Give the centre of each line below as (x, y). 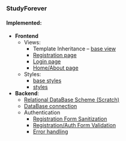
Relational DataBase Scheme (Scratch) (72, 100)
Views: (32, 43)
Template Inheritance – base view (74, 49)
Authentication (42, 113)
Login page (47, 62)
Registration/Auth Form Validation (74, 125)
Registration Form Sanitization (70, 119)
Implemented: (24, 23)
